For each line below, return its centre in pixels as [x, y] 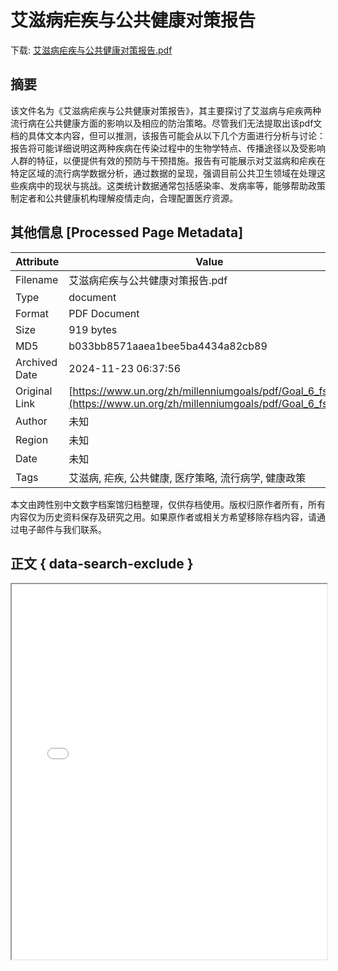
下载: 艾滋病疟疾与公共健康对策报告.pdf [91, 50]
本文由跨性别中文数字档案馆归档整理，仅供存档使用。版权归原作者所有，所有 [168, 504]
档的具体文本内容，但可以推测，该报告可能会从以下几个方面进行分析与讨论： [168, 135]
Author [31, 421]
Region [32, 439]
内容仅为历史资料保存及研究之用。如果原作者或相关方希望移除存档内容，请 [163, 517]
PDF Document [104, 313]
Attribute [37, 261]
